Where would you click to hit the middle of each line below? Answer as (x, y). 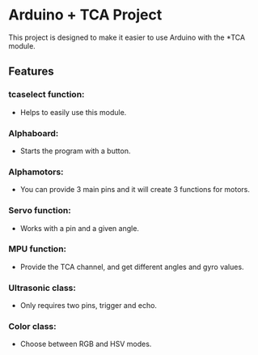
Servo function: (40, 211)
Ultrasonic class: (42, 288)
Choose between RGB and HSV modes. (86, 344)
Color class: (32, 327)
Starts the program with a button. (75, 151)
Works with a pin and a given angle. (80, 228)
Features (31, 72)
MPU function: (38, 249)
